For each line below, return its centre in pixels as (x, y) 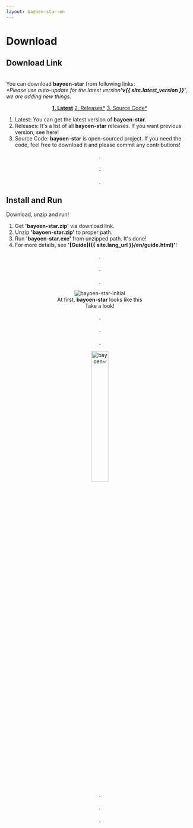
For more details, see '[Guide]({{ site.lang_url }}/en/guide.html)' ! (96, 245)
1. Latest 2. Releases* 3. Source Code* (100, 108)
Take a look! (100, 306)
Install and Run (34, 200)
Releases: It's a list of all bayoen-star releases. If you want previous (98, 126)
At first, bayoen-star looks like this (100, 300)
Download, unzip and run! (38, 214)
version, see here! (37, 132)
